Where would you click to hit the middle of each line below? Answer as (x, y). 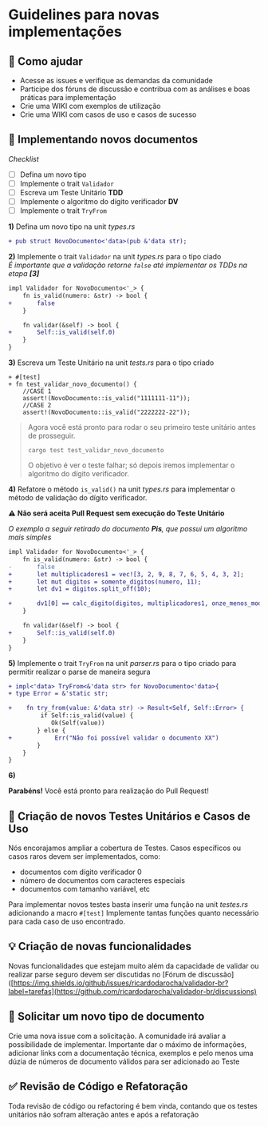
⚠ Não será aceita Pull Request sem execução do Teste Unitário (116, 513)
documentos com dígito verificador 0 (81, 872)
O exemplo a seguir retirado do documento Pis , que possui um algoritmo (128, 529)
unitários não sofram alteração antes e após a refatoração (104, 1114)
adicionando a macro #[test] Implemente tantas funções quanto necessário (134, 913)
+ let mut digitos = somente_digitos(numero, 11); (105, 582)
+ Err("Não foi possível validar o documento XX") (114, 738)
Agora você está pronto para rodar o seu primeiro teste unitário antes (142, 427)
